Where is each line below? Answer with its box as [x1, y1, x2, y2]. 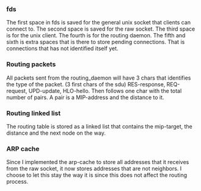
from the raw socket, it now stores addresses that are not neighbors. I [6, 165, 182, 173]
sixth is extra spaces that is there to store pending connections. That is [6, 39, 185, 46]
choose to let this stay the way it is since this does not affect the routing [6, 171, 188, 179]
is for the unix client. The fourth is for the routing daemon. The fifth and [6, 32, 186, 39]
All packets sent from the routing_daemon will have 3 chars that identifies [6, 74, 191, 81]
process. [6, 178, 29, 185]
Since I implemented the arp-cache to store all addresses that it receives [6, 159, 189, 166]
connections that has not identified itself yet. [6, 45, 119, 52]
